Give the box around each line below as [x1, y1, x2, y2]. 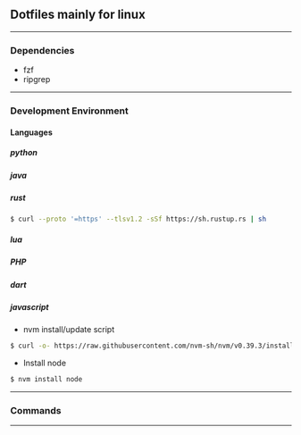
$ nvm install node [10, 375, 83, 384]
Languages [10, 127, 53, 138]
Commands [10, 404, 62, 416]
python [10, 147, 38, 158]
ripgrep [22, 74, 51, 85]
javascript [10, 301, 49, 312]
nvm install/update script [22, 324, 115, 335]
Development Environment [10, 105, 129, 117]
